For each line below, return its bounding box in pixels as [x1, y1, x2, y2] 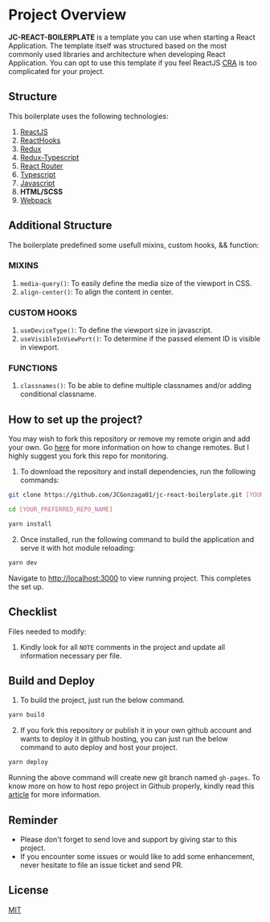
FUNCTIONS [8, 362, 58, 374]
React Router [19, 161, 63, 171]
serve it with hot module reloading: [19, 543, 136, 552]
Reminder [8, 813, 59, 827]
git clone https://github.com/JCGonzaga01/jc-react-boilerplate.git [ [8, 491, 250, 499]
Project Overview [8, 6, 127, 24]
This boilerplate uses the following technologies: [8, 111, 169, 121]
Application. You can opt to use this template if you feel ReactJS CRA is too [8, 58, 257, 68]
